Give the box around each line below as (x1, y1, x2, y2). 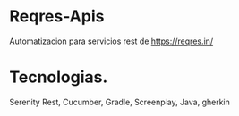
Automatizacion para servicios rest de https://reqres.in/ (9, 36, 213, 46)
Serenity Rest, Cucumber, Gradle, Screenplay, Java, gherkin (9, 96, 230, 107)
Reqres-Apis (9, 6, 105, 27)
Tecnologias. (9, 67, 108, 87)
